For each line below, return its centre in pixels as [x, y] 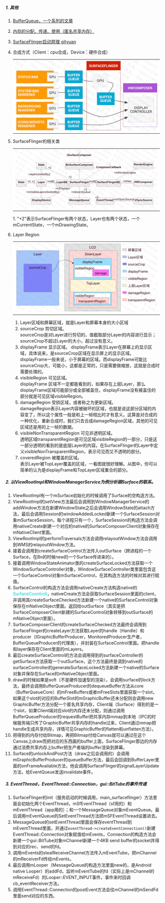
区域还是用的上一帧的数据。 [48, 427]
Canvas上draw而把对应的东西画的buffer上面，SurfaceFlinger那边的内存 [85, 741]
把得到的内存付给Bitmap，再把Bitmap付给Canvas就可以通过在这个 [79, 735]
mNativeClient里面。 [33, 532]
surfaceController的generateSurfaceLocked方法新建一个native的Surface [86, 667]
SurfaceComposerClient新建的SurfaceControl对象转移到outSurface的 [83, 612]
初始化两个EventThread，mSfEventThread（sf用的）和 [77, 803]
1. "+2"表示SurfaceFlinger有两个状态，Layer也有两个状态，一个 [76, 219]
